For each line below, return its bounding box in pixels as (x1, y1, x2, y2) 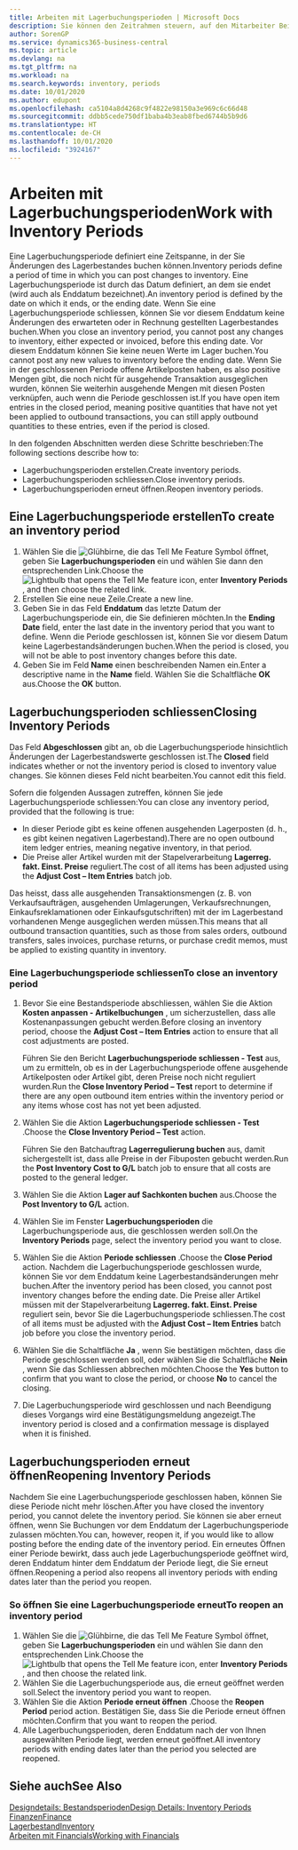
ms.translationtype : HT (9, 121, 98, 130)
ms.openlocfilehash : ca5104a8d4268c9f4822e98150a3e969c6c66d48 (9, 104, 248, 113)
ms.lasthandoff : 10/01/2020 (9, 137, 114, 146)
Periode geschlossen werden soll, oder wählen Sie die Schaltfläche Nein (21, 1354, 288, 1365)
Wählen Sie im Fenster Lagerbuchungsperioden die (21, 1216, 214, 1227)
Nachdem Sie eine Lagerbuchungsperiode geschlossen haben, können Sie (9, 1492, 282, 1503)
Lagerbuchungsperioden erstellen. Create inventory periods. (21, 464, 241, 475)
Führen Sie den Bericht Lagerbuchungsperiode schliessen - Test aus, (21, 1053, 281, 1064)
